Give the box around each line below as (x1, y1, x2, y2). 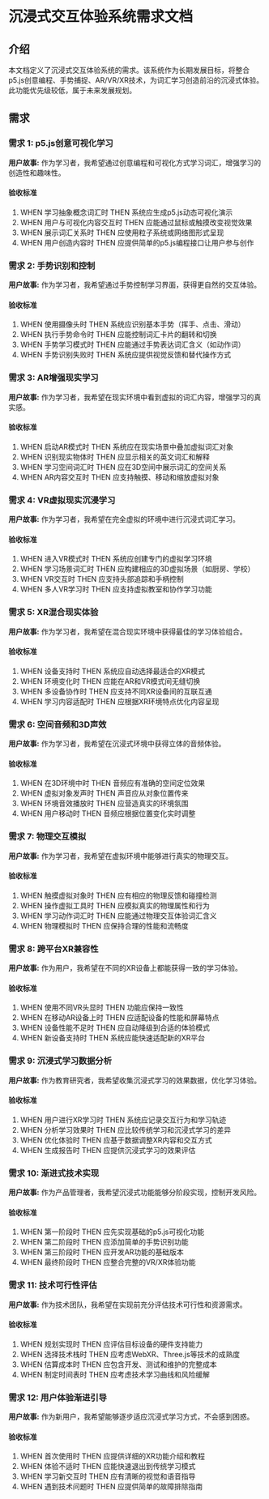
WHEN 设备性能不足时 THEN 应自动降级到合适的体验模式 (19, 1023, 211, 1033)
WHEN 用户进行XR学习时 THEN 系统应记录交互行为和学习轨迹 (19, 1115, 227, 1125)
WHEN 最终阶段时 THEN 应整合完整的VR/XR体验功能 (19, 1258, 196, 1267)
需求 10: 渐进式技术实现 (8, 1168, 100, 1179)
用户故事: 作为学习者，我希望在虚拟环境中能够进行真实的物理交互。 (8, 851, 233, 861)
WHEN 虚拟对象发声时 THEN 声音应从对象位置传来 (19, 788, 189, 798)
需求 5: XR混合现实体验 (8, 607, 99, 618)
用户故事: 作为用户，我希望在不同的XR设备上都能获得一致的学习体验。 (8, 963, 243, 973)
